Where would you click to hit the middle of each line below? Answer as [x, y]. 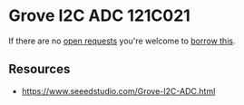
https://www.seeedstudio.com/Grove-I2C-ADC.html [118, 91]
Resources [39, 69]
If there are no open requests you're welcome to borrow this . [122, 41]
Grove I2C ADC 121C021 [100, 16]
